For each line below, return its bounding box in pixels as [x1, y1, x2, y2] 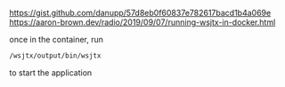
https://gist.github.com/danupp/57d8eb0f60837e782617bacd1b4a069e [9, 8, 272, 18]
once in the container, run [9, 35, 104, 44]
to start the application [9, 67, 93, 78]
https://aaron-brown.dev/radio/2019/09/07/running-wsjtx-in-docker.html [9, 17, 276, 28]
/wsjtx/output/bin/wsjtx [9, 51, 102, 60]
